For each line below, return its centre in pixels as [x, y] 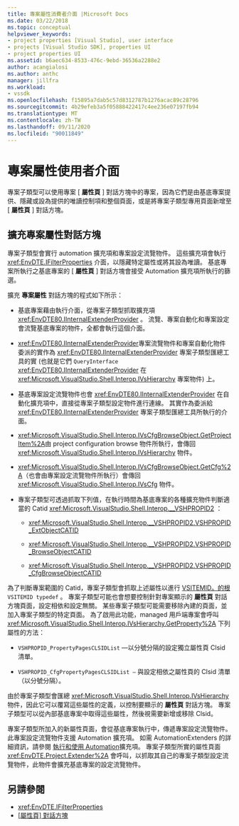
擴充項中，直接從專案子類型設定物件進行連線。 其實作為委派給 [122, 403]
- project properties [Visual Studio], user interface [90, 41]
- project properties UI [44, 54]
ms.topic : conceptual [39, 27]
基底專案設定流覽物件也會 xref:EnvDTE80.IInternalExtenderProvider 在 [120, 394]
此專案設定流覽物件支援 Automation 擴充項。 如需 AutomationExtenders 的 [116, 738]
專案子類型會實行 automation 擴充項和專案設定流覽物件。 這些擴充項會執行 [117, 253]
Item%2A [31, 444]
